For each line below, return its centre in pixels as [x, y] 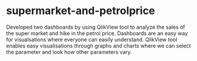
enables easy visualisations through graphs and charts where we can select [98, 46]
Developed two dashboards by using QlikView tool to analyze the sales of [96, 27]
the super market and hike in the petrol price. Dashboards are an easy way [97, 33]
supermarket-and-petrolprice [81, 11]
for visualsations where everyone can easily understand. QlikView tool [92, 39]
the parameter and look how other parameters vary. [69, 52]
